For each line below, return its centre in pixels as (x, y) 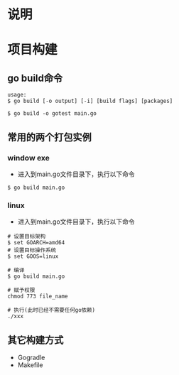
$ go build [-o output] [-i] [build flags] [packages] (90, 101)
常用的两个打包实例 (49, 137)
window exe (28, 158)
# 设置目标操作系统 (32, 250)
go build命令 (35, 78)
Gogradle (31, 357)
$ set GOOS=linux (33, 256)
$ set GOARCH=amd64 (36, 243)
